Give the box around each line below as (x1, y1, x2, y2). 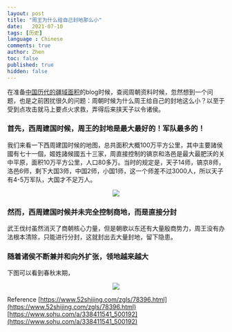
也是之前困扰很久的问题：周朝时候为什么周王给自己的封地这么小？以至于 (19, 96, 225, 104)
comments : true (7, 42, 51, 49)
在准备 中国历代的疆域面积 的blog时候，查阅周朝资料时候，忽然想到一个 (7, 88, 207, 96)
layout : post (7, 10, 45, 17)
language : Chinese (7, 36, 64, 43)
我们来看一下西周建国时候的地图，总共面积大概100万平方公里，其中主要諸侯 (7, 141, 223, 149)
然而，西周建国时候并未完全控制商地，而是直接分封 (7, 207, 177, 217)
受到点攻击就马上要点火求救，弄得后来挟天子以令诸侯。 (7, 105, 164, 113)
